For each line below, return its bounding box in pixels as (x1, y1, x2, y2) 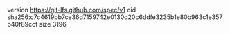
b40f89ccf (7, 20, 38, 28)
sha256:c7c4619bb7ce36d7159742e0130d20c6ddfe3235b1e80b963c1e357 (7, 13, 223, 21)
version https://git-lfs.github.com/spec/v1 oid (7, 6, 136, 14)
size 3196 (39, 20, 67, 28)
